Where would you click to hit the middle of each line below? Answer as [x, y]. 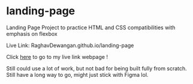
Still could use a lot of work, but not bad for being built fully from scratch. [96, 68]
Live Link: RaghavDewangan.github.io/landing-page [70, 45]
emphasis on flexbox [32, 33]
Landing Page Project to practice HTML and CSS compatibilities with [91, 27]
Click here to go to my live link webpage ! [57, 57]
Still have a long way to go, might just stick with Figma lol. [77, 74]
